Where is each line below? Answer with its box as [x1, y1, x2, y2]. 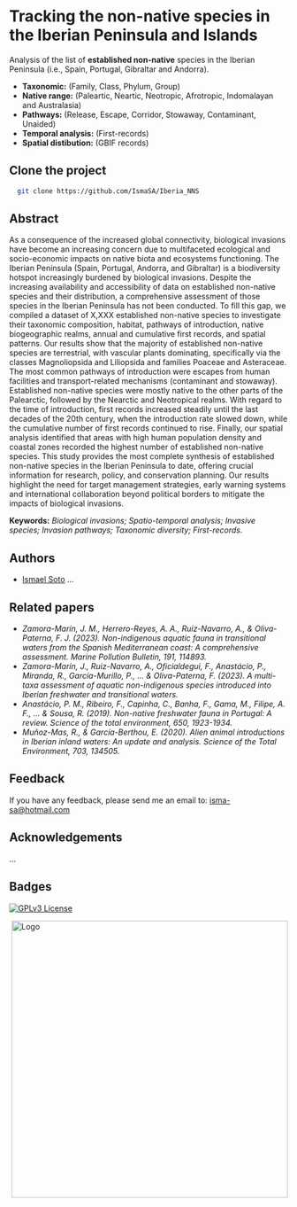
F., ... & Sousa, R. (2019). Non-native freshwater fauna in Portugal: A [21, 708, 272, 719]
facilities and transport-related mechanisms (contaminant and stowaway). [9, 376, 278, 386]
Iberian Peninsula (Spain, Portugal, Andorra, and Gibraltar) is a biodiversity [9, 263, 281, 274]
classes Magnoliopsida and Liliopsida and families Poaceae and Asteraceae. [9, 357, 287, 368]
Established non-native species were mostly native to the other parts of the [9, 385, 284, 396]
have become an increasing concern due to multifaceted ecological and [9, 244, 271, 254]
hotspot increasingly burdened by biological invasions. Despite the [9, 272, 252, 283]
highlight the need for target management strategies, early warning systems [9, 479, 286, 490]
